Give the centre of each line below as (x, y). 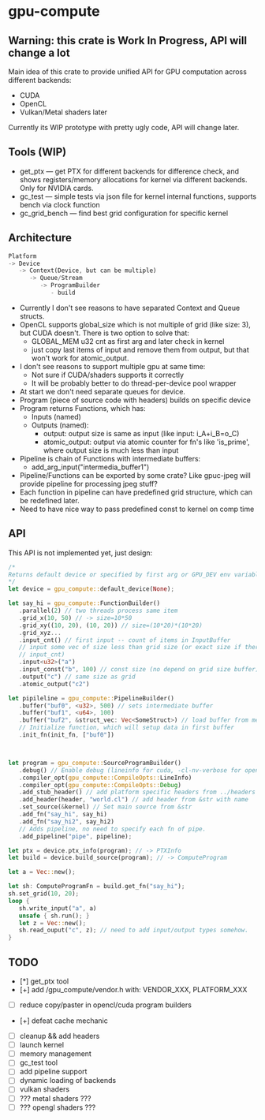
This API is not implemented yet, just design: (80, 553)
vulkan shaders (44, 1089)
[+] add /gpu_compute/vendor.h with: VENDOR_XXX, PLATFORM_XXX (133, 989)
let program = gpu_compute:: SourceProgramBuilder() (95, 763)
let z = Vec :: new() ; (52, 923)
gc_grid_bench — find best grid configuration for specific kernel (124, 213)
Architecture (40, 238)
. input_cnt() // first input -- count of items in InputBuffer (125, 640)
